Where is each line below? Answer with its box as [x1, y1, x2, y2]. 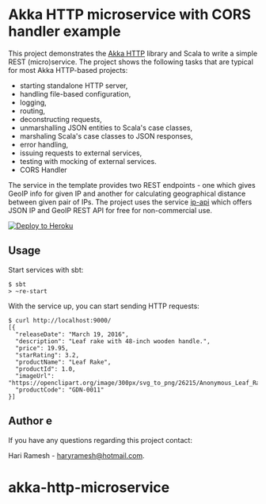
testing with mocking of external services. [19, 156, 157, 166]
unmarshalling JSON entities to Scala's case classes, [19, 123, 192, 132]
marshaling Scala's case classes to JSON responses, [19, 131, 193, 140]
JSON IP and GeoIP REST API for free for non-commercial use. [8, 205, 212, 215]
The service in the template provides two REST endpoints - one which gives [8, 180, 256, 189]
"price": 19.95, [15, 344, 69, 352]
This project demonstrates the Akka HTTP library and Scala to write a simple [8, 48, 258, 58]
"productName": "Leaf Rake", [15, 358, 112, 366]
